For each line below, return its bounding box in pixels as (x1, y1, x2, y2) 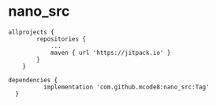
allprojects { (8, 28, 55, 36)
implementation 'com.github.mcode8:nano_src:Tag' (43, 83, 210, 91)
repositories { (36, 34, 87, 43)
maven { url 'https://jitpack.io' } (50, 49, 171, 56)
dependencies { (8, 76, 58, 84)
